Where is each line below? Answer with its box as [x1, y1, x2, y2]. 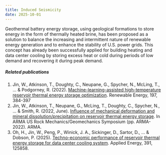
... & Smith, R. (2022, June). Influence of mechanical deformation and [12, 108, 155, 114]
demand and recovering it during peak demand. [5, 57, 103, 63]
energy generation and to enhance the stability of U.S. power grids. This [5, 41, 154, 47]
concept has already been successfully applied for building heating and [5, 47, 153, 53]
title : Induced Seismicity [5, 7, 61, 12]
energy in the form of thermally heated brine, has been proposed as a [5, 31, 149, 37]
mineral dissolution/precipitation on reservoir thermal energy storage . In [12, 113, 161, 119]
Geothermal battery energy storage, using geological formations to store [5, 25, 155, 31]
